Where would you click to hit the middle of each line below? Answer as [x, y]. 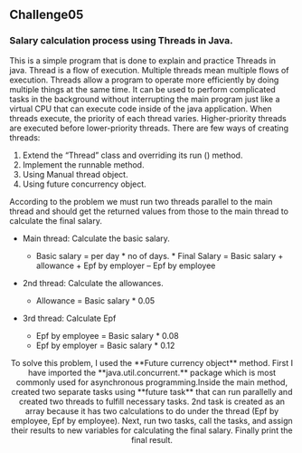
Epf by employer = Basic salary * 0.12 [105, 345]
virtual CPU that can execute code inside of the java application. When [141, 109]
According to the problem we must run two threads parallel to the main [141, 201]
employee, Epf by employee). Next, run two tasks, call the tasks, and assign [152, 420]
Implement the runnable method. [83, 164]
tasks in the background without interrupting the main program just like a [145, 99]
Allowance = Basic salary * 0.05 [95, 300]
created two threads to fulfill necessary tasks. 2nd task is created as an [152, 401]
